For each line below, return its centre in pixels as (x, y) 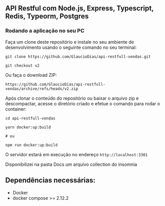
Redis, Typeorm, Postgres (47, 17)
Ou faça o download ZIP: (31, 75)
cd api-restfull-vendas (30, 118)
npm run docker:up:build (31, 145)
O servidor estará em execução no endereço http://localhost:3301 (77, 154)
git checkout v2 (22, 66)
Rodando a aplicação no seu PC (45, 31)
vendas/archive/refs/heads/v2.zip (42, 89)
